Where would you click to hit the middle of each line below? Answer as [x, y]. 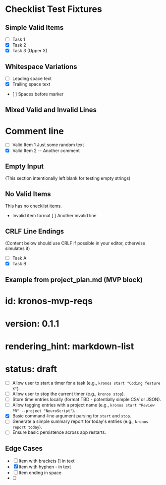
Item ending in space [40, 473]
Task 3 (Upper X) [30, 51]
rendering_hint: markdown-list [70, 347]
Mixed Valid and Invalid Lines [51, 110]
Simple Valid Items [34, 28]
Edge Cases [24, 448]
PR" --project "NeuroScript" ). [44, 410]
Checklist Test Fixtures [54, 9]
